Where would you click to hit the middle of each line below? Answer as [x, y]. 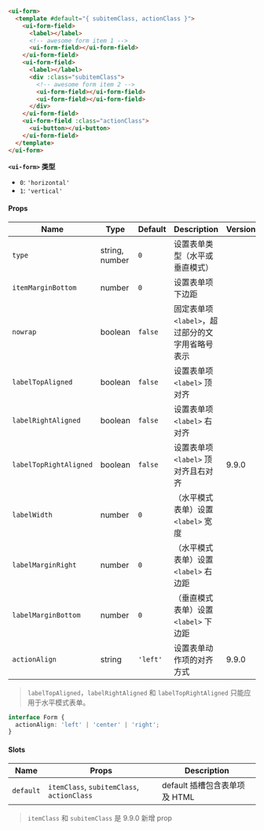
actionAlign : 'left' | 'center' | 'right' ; [87, 725]
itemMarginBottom [44, 288]
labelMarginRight [44, 565]
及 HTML [178, 797]
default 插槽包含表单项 [203, 785]
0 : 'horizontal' [44, 182]
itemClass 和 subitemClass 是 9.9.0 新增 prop [100, 817]
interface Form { [37, 717]
